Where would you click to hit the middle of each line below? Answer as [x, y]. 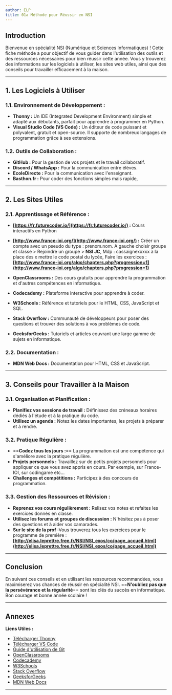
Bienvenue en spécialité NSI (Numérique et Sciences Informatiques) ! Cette [84, 48]
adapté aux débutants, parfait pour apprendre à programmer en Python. [89, 122]
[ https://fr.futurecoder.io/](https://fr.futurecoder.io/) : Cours [79, 225]
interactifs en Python [35, 230]
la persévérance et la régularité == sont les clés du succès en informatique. [85, 590]
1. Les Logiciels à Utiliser [45, 90]
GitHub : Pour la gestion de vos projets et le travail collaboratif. [79, 162]
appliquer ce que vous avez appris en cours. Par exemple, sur [78, 467]
